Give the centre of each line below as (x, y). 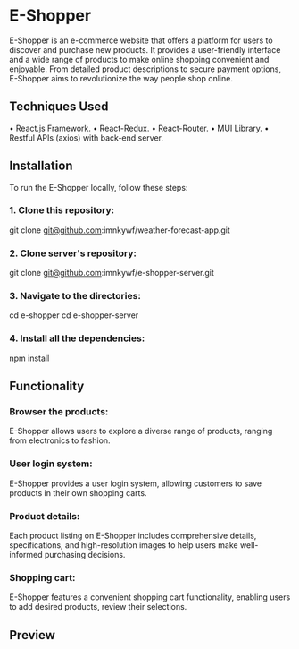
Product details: (45, 516)
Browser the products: (59, 412)
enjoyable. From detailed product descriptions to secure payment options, (145, 69)
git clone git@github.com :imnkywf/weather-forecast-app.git (120, 230)
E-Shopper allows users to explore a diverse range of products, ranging (141, 431)
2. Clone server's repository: (73, 253)
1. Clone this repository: (62, 210)
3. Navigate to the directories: (75, 296)
